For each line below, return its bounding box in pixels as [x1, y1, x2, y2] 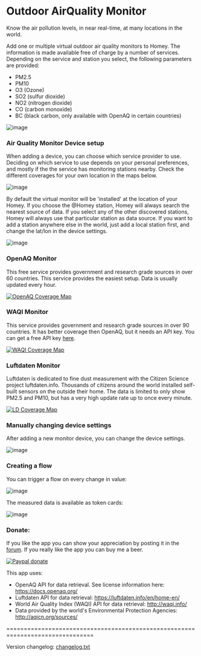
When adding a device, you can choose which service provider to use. [6, 153, 182, 160]
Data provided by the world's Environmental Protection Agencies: [14, 607, 178, 614]
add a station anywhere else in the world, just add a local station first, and [6, 221, 190, 228]
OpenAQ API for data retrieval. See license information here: [14, 581, 165, 588]
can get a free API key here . [6, 334, 75, 341]
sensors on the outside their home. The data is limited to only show [18, 388, 185, 395]
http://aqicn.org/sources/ [14, 613, 78, 621]
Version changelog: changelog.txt [6, 643, 91, 651]
